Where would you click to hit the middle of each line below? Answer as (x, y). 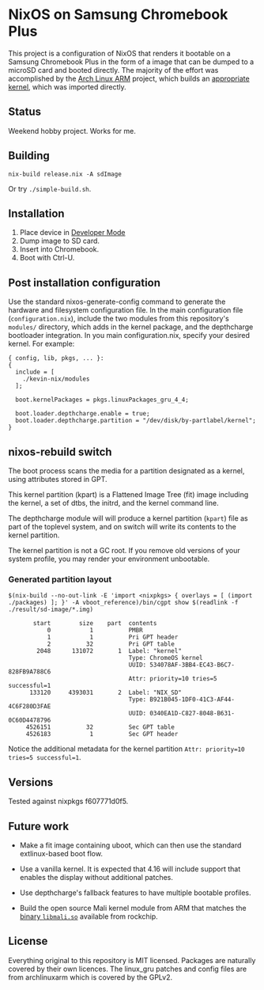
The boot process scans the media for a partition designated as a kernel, (126, 471)
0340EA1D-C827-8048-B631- (192, 714)
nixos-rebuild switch (60, 451)
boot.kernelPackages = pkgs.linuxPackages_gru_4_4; (102, 400)
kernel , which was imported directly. (67, 87)
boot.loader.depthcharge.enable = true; (83, 414)
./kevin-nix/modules (56, 379)
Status (25, 112)
